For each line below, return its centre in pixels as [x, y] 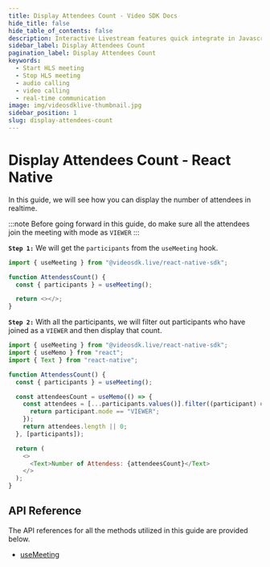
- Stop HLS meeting [48, 76]
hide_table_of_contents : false [61, 31]
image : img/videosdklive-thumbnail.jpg [75, 105]
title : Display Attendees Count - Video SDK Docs [93, 16]
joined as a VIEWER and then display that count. [85, 331]
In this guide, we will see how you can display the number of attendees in [130, 199]
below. [19, 539]
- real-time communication [61, 98]
